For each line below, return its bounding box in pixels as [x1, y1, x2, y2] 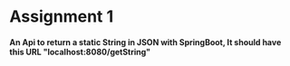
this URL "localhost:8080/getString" [9, 46, 151, 57]
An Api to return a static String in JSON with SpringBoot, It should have [9, 36, 282, 47]
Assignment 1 [9, 6, 114, 27]
